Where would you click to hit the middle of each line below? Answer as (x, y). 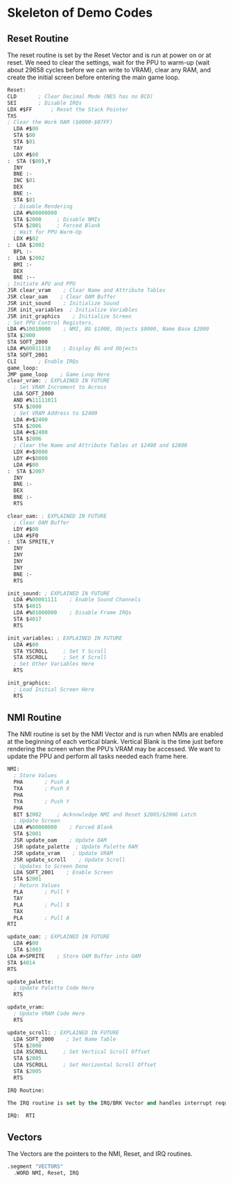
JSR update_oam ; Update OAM (60, 840)
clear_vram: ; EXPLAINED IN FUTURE (59, 381)
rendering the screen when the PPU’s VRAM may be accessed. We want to (114, 749)
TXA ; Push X (42, 789)
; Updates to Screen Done (51, 866)
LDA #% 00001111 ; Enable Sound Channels (77, 600)
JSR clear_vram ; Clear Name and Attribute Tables (87, 291)
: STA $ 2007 (26, 471)
